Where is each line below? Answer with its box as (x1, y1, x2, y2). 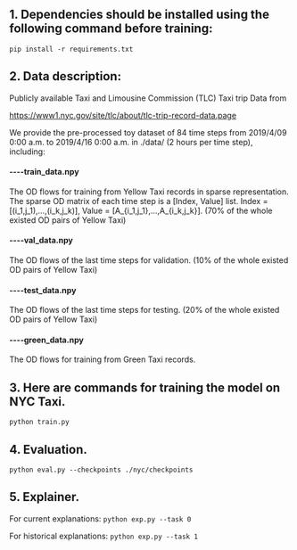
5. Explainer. (9, 489, 80, 505)
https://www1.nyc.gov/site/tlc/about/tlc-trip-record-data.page (9, 110, 237, 120)
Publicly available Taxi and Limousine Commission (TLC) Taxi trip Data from (9, 93, 287, 103)
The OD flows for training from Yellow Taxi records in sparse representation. (9, 186, 289, 197)
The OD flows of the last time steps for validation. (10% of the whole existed (9, 255, 289, 266)
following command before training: (9, 21, 213, 37)
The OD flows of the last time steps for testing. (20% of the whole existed (9, 305, 280, 316)
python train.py (9, 418, 70, 427)
